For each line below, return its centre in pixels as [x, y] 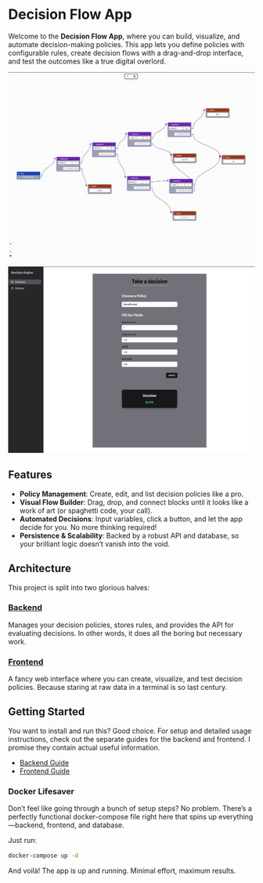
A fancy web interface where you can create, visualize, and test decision [125, 679]
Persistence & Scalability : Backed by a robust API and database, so [129, 535]
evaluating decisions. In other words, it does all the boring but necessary [125, 633]
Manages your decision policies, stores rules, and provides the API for [121, 625]
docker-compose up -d [43, 856]
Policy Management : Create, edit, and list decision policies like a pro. [131, 494]
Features [30, 475]
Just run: [23, 841]
